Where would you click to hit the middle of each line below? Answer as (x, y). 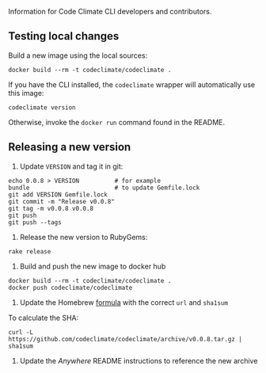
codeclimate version (42, 107)
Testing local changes (64, 36)
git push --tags (35, 222)
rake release (30, 251)
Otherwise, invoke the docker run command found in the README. (117, 122)
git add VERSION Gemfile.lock (58, 194)
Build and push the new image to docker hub (93, 266)
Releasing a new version (70, 147)
